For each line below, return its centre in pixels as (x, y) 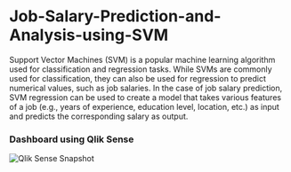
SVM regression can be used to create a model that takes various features (145, 97)
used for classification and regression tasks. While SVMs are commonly (141, 69)
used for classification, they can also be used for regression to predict (138, 78)
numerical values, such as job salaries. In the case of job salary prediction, (146, 88)
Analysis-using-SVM (89, 35)
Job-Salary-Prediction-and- (115, 16)
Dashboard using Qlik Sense (72, 139)
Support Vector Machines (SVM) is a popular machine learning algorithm (142, 59)
